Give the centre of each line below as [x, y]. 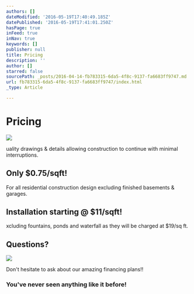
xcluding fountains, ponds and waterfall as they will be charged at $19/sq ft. [97, 226]
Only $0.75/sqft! [37, 173]
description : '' [26, 60]
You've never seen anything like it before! [66, 285]
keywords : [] [22, 44]
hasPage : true [23, 28]
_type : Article [25, 88]
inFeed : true [22, 33]
